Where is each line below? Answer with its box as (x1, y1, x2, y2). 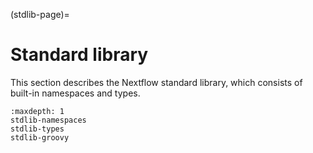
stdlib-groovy (10, 132, 70, 143)
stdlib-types (10, 124, 65, 134)
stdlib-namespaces (10, 115, 87, 125)
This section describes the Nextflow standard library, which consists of (10, 76, 303, 88)
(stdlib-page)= (10, 9, 70, 20)
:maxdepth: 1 (10, 106, 65, 116)
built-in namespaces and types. (10, 87, 141, 99)
